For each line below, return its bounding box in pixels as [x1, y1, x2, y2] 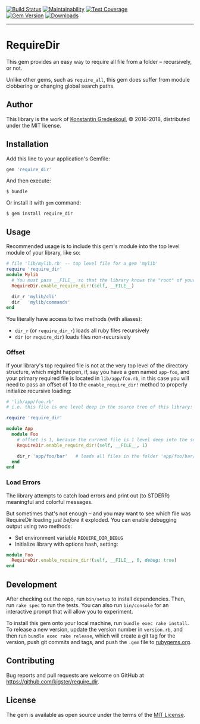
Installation [6, 139, 49, 149]
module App [6, 426, 33, 432]
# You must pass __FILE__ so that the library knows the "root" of [11, 277, 183, 283]
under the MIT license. [6, 122, 61, 129]
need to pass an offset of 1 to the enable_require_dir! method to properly [6, 380, 187, 388]
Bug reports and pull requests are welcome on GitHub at [6, 672, 145, 679]
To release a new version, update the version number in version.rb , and [6, 626, 183, 633]
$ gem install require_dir [6, 211, 73, 217]
